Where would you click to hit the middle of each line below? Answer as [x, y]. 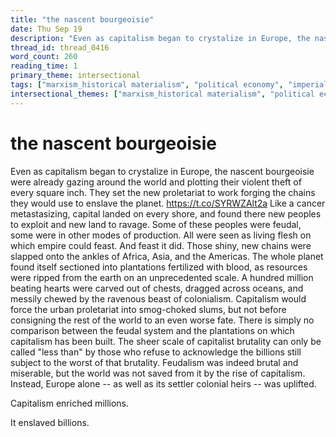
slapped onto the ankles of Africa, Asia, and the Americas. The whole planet [167, 256]
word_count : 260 [44, 57]
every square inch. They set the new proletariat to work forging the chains [163, 192]
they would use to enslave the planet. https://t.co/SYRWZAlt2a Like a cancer [168, 203]
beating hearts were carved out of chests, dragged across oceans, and [157, 288]
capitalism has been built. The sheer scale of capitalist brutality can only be [166, 341]
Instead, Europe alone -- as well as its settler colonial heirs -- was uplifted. [163, 383]
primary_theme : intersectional [75, 76]
